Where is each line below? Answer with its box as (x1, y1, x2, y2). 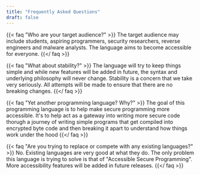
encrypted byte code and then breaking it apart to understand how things (6, 124, 187, 132)
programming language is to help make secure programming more (6, 105, 170, 112)
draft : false (6, 14, 39, 20)
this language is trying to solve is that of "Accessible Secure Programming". (6, 155, 193, 162)
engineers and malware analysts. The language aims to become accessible (6, 43, 192, 51)
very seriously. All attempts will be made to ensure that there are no (6, 81, 173, 88)
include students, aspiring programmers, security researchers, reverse (6, 37, 181, 45)
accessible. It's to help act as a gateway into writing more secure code (6, 112, 180, 119)
